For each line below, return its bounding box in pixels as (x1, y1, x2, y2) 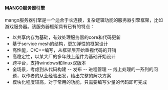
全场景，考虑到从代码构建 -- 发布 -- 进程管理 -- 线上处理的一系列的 (12, 66, 154, 73)
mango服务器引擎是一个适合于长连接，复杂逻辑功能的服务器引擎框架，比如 (5, 17, 163, 23)
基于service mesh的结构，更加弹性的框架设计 (12, 41, 109, 47)
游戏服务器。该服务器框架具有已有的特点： (5, 24, 95, 30)
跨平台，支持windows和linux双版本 (12, 60, 87, 66)
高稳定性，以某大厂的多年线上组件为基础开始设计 (12, 54, 116, 60)
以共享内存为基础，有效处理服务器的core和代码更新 (12, 34, 121, 40)
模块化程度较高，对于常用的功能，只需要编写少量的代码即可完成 (12, 79, 147, 85)
